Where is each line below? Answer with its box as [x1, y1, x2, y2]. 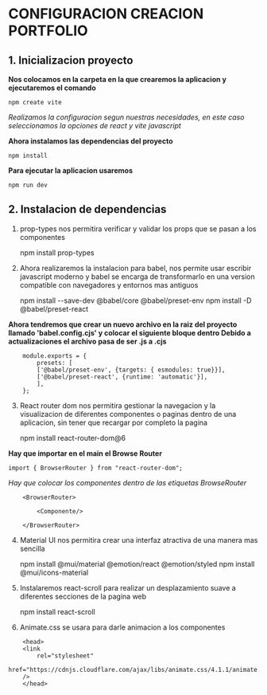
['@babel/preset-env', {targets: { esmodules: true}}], [37, 366, 226, 374]
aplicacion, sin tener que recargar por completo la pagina [19, 418, 208, 427]
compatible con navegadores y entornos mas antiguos [19, 280, 199, 289]
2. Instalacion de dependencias [8, 202, 167, 216]
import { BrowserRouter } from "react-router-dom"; [8, 464, 183, 472]
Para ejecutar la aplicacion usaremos [8, 166, 133, 175]
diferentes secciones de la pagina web [19, 591, 147, 601]
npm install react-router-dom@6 [19, 433, 126, 442]
